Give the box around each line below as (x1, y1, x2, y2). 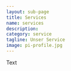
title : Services (6, 14, 47, 20)
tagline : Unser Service (6, 37, 66, 43)
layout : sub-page (6, 8, 50, 15)
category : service (6, 31, 52, 37)
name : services (6, 20, 44, 26)
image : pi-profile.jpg (6, 43, 63, 49)
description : (6, 25, 39, 32)
